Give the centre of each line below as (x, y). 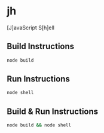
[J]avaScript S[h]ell (30, 28)
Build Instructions (41, 46)
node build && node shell (39, 125)
